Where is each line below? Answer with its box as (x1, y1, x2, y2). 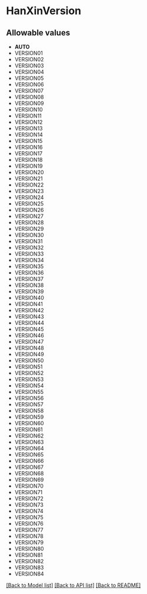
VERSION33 (14, 250, 44, 257)
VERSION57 (14, 401, 44, 408)
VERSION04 (14, 68, 44, 75)
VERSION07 (14, 87, 44, 94)
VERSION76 (14, 520, 44, 527)
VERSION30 (14, 231, 44, 239)
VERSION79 (14, 539, 44, 546)
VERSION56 (14, 394, 44, 402)
